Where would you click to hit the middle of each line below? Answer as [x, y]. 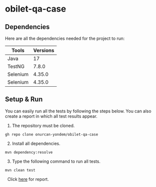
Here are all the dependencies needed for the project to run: [65, 38]
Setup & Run [24, 100]
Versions [44, 50]
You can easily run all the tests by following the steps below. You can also [78, 111]
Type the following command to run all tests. [56, 161]
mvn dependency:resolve [29, 152]
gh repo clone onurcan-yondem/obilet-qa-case [51, 134]
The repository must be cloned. [43, 125]
